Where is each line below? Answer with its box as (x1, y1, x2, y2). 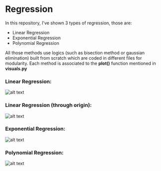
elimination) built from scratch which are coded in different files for (5, 55, 142, 61)
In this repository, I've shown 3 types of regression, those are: (5, 20, 132, 26)
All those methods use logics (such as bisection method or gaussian (5, 50, 145, 56)
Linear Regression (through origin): (5, 102, 92, 109)
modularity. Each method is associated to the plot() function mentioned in (5, 60, 156, 66)
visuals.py (5, 66, 27, 72)
